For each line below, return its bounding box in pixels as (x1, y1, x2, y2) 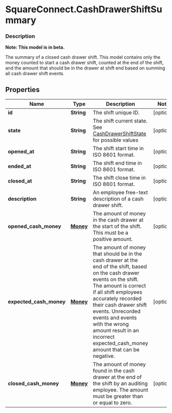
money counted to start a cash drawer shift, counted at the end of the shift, (5, 60, 164, 66)
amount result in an (93, 327, 139, 334)
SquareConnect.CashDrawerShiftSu (5, 4, 162, 15)
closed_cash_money (8, 380, 59, 387)
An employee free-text (93, 189, 148, 196)
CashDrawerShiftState (93, 130, 146, 137)
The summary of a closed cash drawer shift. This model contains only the (5, 54, 160, 60)
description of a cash (93, 195, 144, 202)
